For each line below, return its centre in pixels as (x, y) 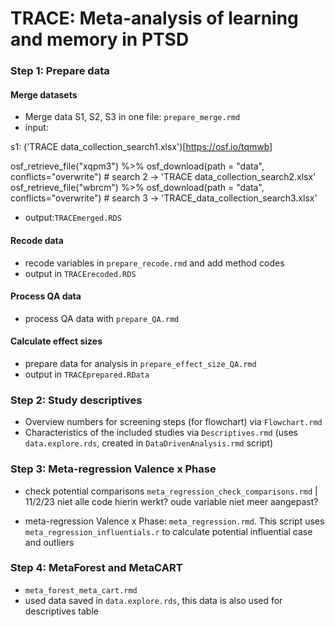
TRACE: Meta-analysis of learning (154, 18)
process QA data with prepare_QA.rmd (102, 318)
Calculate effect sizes (56, 341)
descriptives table (61, 611)
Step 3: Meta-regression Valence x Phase (113, 469)
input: (36, 128)
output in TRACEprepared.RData (87, 374)
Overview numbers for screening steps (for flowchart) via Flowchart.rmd (173, 422)
